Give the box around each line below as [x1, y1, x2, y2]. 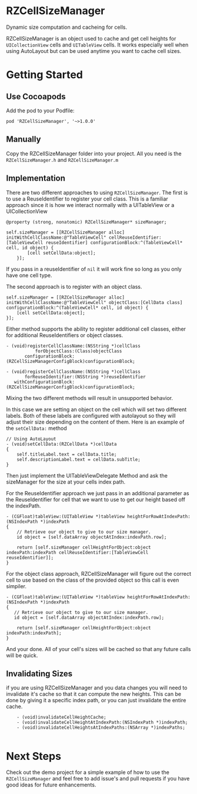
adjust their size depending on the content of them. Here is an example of [6, 418, 185, 425]
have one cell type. [6, 272, 52, 279]
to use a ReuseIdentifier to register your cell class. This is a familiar [6, 195, 169, 202]
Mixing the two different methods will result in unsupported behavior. [6, 394, 173, 401]
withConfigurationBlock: [14, 379, 75, 385]
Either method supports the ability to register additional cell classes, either [6, 325, 186, 332]
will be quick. [6, 652, 38, 659]
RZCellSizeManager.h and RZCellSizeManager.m [6, 156, 119, 163]
